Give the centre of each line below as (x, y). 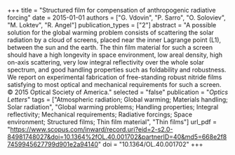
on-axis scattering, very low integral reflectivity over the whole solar (106, 62)
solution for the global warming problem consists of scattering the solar (110, 32)
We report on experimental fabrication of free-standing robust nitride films (115, 77)
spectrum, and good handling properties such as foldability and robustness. (117, 70)
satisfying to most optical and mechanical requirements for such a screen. (114, 85)
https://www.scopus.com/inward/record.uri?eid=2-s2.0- (92, 129)
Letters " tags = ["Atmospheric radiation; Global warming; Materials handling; (117, 100)
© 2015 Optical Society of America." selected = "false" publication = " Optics (118, 92)
